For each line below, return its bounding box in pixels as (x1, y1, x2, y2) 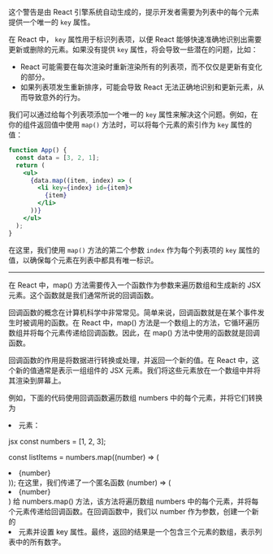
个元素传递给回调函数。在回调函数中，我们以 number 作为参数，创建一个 (8, 506, 252, 516)
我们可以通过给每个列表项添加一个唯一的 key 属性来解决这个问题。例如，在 (8, 110, 258, 119)
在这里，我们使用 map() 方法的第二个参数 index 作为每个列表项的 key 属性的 (8, 245, 260, 254)
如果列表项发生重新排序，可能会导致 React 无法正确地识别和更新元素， (19, 82, 258, 92)
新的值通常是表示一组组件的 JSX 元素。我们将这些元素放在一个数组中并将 (15, 365, 262, 375)
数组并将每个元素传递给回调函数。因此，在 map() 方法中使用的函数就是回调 (8, 327, 260, 337)
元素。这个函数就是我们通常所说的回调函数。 (8, 290, 158, 300)
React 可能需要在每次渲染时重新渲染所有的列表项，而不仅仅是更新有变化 (19, 62, 262, 71)
